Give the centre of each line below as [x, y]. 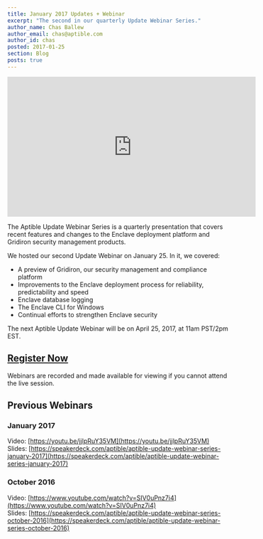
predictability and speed [53, 292]
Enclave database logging [55, 299]
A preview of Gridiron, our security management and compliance [112, 269]
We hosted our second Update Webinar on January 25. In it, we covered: [113, 255]
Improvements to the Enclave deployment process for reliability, [111, 284]
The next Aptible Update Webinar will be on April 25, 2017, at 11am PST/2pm [118, 329]
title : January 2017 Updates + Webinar [66, 14]
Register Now [38, 359]
